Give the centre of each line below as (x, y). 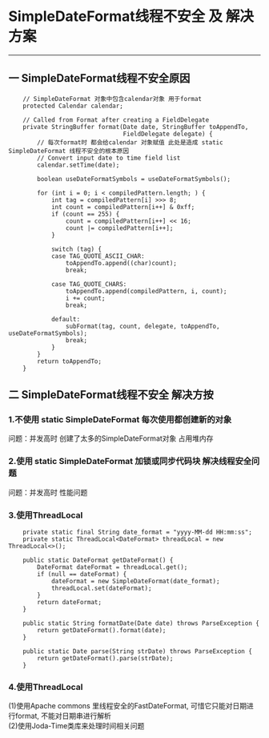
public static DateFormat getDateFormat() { (98, 561)
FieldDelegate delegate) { (168, 134)
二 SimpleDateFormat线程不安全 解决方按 (111, 395)
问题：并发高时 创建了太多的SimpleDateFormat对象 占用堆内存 (111, 438)
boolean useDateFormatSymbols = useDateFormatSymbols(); (134, 179)
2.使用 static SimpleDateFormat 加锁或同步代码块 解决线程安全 (130, 462)
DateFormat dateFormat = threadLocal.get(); (112, 567)
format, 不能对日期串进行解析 (63, 716)
